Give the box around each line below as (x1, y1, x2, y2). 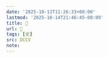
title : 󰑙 (6, 20, 28, 26)
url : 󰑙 (6, 25, 23, 32)
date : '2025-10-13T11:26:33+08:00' (6, 8, 96, 15)
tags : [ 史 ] (6, 31, 33, 37)
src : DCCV (6, 37, 31, 43)
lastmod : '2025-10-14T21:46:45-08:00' (6, 14, 104, 21)
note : (6, 43, 20, 49)
